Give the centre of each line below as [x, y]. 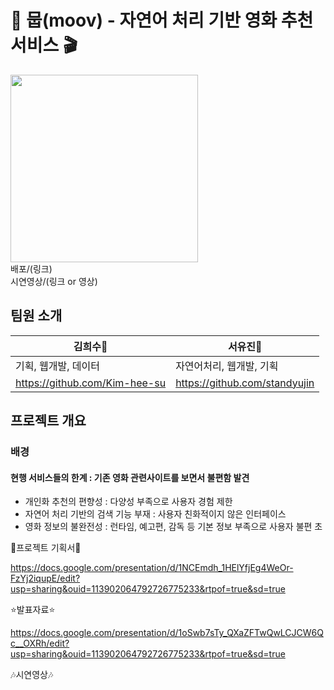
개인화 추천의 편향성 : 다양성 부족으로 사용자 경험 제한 [128, 502]
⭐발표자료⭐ [33, 610]
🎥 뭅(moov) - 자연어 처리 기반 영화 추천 [162, 20]
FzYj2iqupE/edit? [45, 578]
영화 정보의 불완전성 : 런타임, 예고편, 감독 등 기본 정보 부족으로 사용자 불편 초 [173, 527]
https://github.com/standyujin [245, 383]
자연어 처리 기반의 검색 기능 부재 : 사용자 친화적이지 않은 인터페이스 [155, 514]
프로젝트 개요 [48, 421]
